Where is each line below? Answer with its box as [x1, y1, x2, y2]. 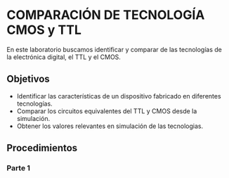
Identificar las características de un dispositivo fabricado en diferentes [16, 91, 222, 100]
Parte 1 [6, 163, 31, 173]
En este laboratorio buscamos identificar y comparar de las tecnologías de [6, 45, 222, 53]
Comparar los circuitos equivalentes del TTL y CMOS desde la [16, 106, 197, 115]
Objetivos [6, 73, 50, 85]
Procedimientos [6, 142, 78, 154]
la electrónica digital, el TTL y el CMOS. [6, 53, 121, 61]
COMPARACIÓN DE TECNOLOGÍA [6, 7, 205, 23]
